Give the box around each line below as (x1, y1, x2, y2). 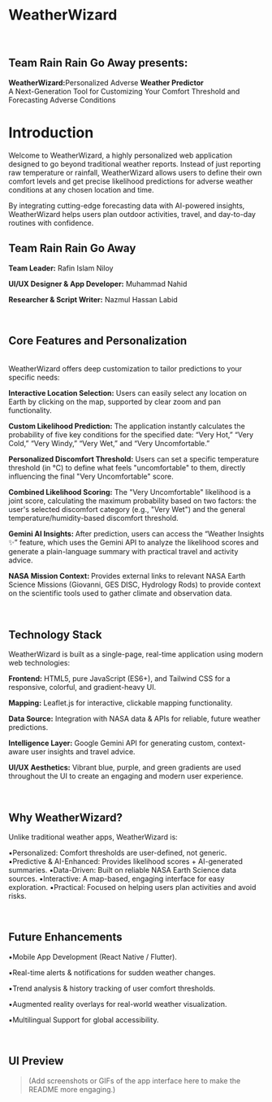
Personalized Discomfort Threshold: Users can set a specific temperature (8, 454, 260, 464)
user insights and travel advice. (31, 747, 136, 757)
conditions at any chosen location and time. (8, 184, 154, 194)
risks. (8, 891, 27, 900)
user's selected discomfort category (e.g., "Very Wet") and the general (8, 505, 246, 514)
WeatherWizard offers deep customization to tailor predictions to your (8, 364, 242, 374)
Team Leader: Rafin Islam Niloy (8, 262, 114, 273)
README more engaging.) (28, 1084, 116, 1094)
